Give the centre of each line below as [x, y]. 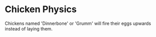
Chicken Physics [41, 9]
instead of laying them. [29, 28]
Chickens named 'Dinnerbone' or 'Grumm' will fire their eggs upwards [78, 23]
